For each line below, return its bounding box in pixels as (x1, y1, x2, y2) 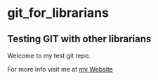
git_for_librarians (7, 5, 109, 21)
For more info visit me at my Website (7, 65, 114, 73)
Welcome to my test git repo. (7, 51, 91, 60)
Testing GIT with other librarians (7, 33, 152, 45)
